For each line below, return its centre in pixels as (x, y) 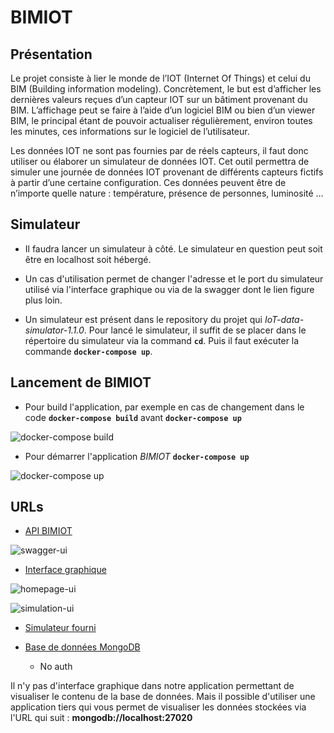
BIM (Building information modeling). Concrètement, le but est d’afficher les (166, 89)
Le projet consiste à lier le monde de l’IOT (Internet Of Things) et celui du (160, 78)
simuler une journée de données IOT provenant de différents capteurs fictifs (167, 172)
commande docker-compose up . (88, 351)
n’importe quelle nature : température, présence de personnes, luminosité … (167, 193)
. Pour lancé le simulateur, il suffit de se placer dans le (195, 330)
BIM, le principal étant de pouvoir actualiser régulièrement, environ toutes (161, 120)
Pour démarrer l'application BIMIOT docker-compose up (137, 456)
